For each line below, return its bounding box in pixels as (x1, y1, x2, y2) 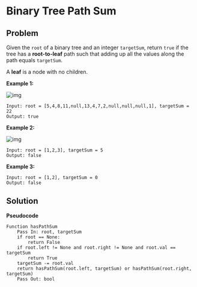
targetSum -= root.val (17, 260, 74, 266)
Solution (6, 196, 38, 206)
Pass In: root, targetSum (17, 229, 82, 235)
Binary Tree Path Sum (6, 4, 117, 18)
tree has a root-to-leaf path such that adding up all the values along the (6, 50, 184, 58)
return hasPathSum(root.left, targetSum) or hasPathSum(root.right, (17, 265, 192, 271)
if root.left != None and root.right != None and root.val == (17, 244, 176, 250)
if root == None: (17, 234, 61, 240)
